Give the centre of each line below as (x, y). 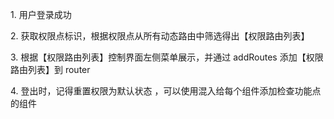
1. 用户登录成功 (41, 14)
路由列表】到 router (50, 69)
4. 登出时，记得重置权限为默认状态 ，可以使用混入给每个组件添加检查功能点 (166, 91)
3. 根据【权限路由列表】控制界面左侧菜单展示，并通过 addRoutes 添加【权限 (167, 57)
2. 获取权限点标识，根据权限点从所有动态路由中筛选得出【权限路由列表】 (160, 36)
